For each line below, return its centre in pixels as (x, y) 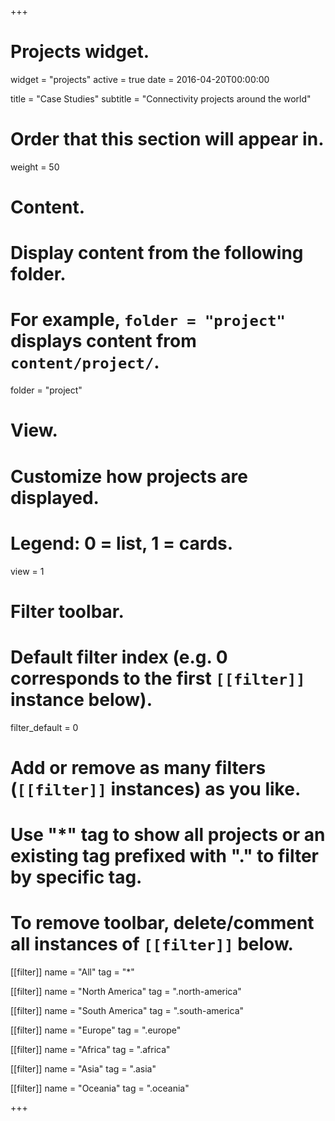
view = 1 (27, 571)
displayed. (55, 497)
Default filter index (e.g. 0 (119, 657)
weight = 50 (35, 167)
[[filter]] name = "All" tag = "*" (72, 972)
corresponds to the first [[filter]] (158, 678)
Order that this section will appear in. (167, 139)
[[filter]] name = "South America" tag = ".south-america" (127, 1010)
